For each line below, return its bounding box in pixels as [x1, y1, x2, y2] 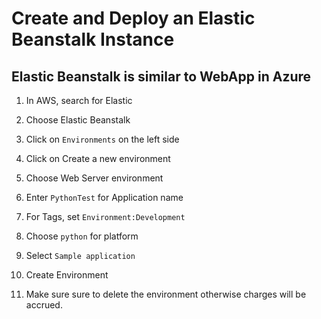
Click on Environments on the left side [25, 133, 180, 145]
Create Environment [25, 269, 109, 281]
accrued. [25, 299, 63, 311]
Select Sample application [25, 250, 136, 261]
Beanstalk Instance [11, 28, 175, 51]
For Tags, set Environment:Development [25, 211, 186, 222]
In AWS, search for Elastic [25, 95, 133, 106]
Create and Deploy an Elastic [11, 7, 256, 30]
